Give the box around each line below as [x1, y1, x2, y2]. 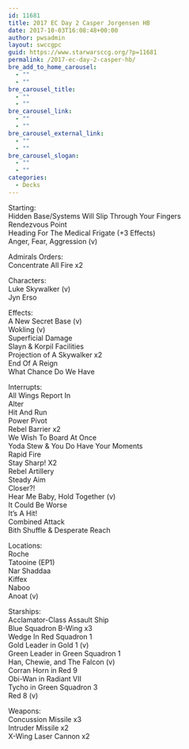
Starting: [8, 203, 36, 212]
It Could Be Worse [8, 500, 67, 510]
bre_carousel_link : [8, 108, 73, 116]
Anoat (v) [8, 591, 39, 601]
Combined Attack [8, 517, 65, 526]
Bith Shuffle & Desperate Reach [8, 525, 111, 535]
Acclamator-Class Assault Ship [8, 615, 109, 625]
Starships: [8, 606, 41, 616]
